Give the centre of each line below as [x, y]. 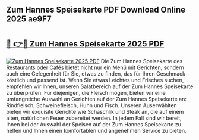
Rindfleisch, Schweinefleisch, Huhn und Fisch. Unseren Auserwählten [91, 105]
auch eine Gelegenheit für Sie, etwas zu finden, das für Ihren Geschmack [96, 74]
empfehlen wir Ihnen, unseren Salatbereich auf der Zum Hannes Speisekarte [100, 86]
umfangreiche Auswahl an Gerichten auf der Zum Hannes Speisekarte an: [97, 99]
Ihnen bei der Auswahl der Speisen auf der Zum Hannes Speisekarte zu [94, 124]
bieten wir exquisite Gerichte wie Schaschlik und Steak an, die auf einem [95, 112]
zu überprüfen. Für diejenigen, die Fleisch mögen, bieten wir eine [86, 93]
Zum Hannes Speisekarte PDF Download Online [96, 10]
